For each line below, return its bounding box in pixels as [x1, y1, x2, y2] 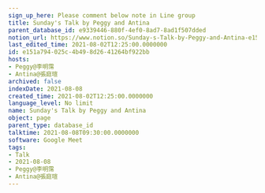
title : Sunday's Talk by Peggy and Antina [8, 19, 150, 27]
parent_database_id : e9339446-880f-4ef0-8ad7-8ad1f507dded [8, 26, 207, 34]
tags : [8, 143, 26, 151]
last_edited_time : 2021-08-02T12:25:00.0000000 [8, 41, 168, 49]
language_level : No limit [8, 99, 93, 107]
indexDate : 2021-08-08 [8, 84, 83, 93]
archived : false [8, 77, 62, 85]
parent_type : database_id [8, 121, 93, 129]
